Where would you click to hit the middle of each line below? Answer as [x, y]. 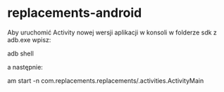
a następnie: [25, 67]
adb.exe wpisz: [29, 39]
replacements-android [75, 13]
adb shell [20, 53]
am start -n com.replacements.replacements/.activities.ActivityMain [106, 80]
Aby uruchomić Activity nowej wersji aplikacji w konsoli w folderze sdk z [112, 32]
